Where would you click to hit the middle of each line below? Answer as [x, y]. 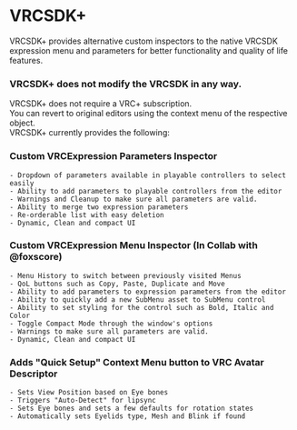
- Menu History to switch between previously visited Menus [126, 275]
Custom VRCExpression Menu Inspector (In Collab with [134, 245]
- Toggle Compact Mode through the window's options [111, 324]
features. [26, 60]
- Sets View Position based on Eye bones [89, 393]
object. [23, 123]
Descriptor [34, 374]
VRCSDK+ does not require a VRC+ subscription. [101, 104]
